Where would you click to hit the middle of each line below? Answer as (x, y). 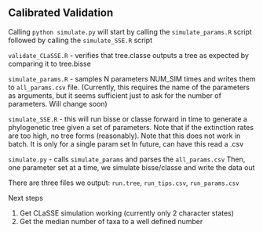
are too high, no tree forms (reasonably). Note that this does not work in (124, 136)
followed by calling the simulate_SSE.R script (80, 40)
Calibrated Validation (61, 13)
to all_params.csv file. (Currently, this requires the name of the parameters (129, 87)
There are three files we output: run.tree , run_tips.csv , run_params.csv (124, 183)
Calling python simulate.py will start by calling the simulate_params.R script (130, 31)
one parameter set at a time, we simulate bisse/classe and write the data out (131, 167)
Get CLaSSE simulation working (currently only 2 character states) (126, 213)
